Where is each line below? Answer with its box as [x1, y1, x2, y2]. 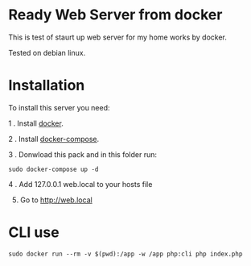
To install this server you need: [8, 102, 110, 112]
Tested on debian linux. [8, 48, 86, 57]
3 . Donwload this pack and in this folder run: [8, 149, 158, 159]
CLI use [8, 223, 60, 242]
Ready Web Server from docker [8, 6, 223, 24]
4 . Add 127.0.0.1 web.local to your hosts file [8, 179, 153, 189]
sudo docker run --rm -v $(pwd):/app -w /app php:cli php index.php [8, 250, 243, 258]
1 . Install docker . [8, 118, 64, 128]
